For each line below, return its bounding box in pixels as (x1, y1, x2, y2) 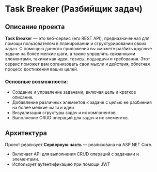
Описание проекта (5, 23, 65, 31)
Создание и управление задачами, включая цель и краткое (12, 89, 137, 95)
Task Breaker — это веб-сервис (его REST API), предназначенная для (5, 35, 150, 41)
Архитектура (5, 129, 47, 137)
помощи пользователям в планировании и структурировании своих (5, 41, 147, 46)
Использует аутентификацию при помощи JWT (12, 161, 110, 167)
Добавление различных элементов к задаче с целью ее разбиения (12, 100, 152, 105)
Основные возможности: (5, 78, 68, 85)
